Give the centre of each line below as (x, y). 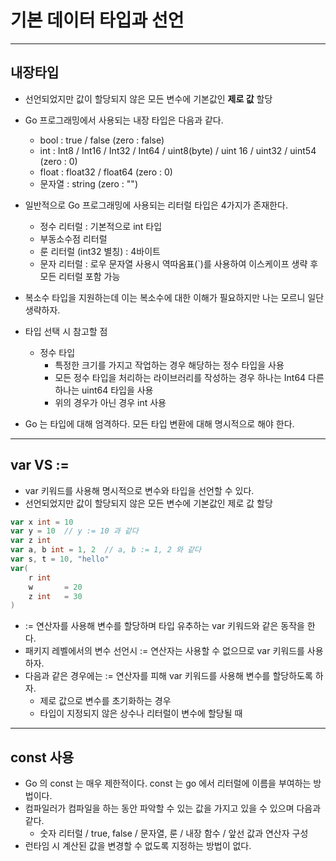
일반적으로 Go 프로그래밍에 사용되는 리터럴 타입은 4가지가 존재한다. (156, 205)
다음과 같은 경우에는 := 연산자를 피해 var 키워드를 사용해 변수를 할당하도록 (168, 676)
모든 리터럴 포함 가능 (80, 276)
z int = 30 (55, 596)
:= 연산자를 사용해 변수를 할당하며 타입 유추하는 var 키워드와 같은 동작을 (164, 626)
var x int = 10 (42, 522)
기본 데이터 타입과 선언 (97, 20)
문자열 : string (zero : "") (88, 183)
